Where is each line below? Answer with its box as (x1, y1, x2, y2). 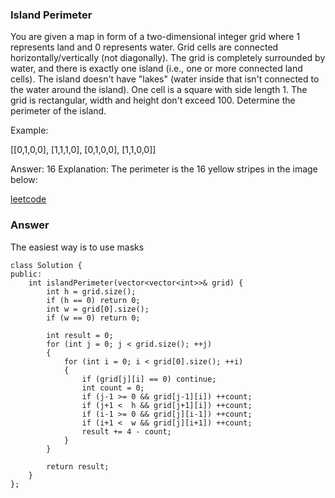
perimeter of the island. (10, 105, 107, 117)
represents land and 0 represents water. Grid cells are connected (10, 41, 279, 53)
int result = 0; (46, 330, 114, 340)
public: (10, 269, 43, 279)
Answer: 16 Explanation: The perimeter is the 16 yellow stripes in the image (10, 163, 318, 175)
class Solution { (10, 260, 83, 270)
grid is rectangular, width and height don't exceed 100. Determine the (10, 94, 296, 107)
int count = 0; (81, 383, 145, 393)
